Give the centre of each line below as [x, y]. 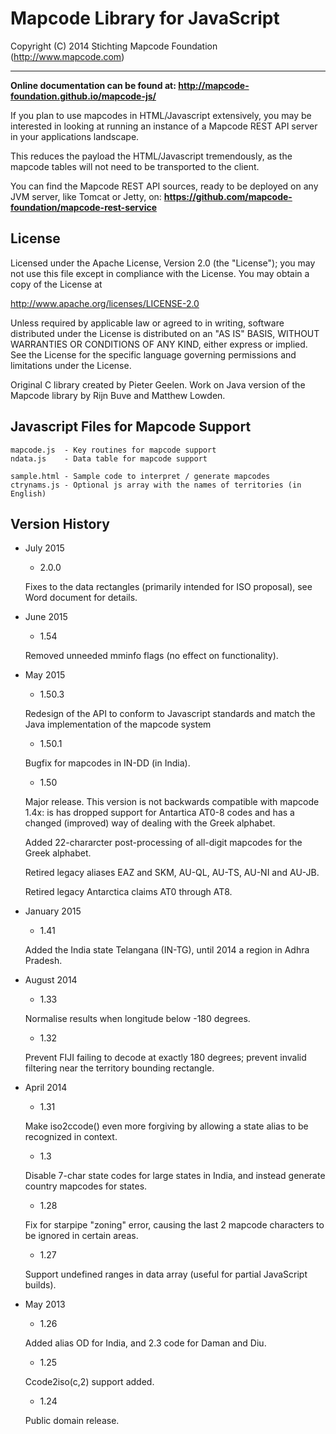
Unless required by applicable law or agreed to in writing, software [147, 323]
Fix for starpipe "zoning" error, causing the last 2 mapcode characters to [174, 1225]
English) [28, 493]
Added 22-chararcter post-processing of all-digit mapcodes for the [163, 843]
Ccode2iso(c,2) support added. [89, 1382]
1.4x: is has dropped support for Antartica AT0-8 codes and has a [159, 813]
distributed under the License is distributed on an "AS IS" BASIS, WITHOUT [165, 333]
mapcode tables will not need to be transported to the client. [135, 166]
